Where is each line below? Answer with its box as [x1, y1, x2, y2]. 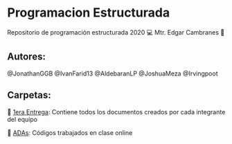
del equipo [7, 115, 38, 123]
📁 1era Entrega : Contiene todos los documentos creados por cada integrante [7, 107, 226, 116]
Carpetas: [7, 89, 51, 101]
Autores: [7, 51, 46, 63]
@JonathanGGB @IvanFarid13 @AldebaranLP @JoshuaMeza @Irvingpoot [7, 69, 218, 78]
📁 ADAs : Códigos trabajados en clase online [7, 128, 133, 136]
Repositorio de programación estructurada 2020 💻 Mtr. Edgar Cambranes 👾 [7, 28, 225, 36]
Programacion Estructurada [7, 5, 170, 21]
